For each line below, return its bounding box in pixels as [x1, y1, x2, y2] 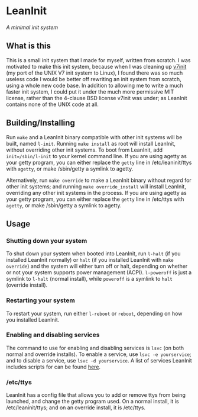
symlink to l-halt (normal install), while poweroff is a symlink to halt [6, 275, 173, 283]
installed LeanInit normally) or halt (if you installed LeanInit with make [6, 256, 174, 264]
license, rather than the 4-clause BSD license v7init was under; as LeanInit [6, 94, 187, 101]
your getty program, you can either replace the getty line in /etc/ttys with [6, 195, 184, 203]
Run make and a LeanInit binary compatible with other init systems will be [6, 133, 183, 140]
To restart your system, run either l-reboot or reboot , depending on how [6, 310, 183, 317]
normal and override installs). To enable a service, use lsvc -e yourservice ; [6, 351, 191, 358]
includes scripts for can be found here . [6, 363, 101, 370]
